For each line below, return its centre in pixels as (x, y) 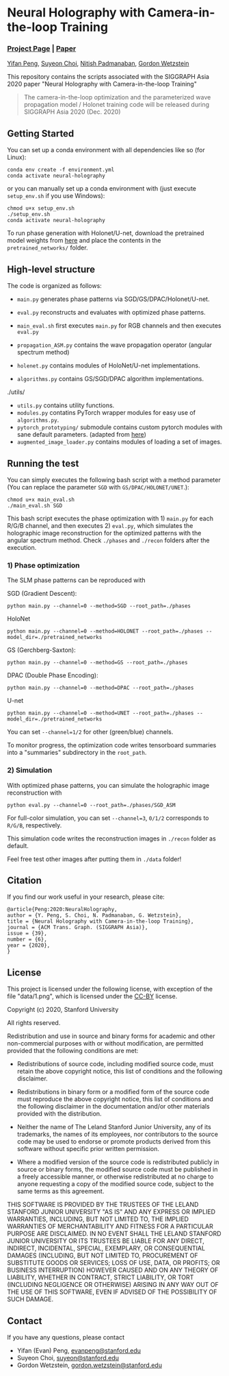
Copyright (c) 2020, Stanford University (63, 1010)
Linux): (17, 157)
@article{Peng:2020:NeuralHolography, (62, 910)
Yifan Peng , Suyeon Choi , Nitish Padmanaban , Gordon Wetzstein (98, 64)
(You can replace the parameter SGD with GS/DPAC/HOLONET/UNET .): (98, 487)
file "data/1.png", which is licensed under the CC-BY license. (92, 996)
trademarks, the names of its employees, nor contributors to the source (118, 1134)
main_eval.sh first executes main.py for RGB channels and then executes (119, 326)
